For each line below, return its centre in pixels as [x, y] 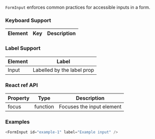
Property [19, 98]
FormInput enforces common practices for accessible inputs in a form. [78, 7]
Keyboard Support [28, 20]
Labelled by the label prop [63, 70]
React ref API [22, 85]
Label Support [23, 49]
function [44, 107]
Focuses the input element [90, 107]
